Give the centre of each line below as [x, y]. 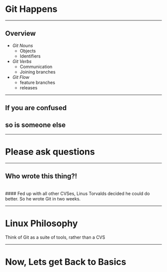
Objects [28, 51]
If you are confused [36, 108]
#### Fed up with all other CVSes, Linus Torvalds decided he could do [78, 193]
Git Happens [31, 9]
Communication [36, 67]
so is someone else [36, 125]
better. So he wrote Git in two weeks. [43, 199]
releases [29, 87]
